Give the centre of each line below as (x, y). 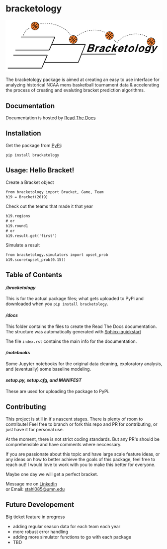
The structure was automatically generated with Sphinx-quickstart (73, 331)
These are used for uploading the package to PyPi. (58, 391)
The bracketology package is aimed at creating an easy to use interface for (83, 79)
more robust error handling (41, 532)
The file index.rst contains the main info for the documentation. (71, 341)
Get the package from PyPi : (34, 145)
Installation (23, 133)
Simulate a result (23, 245)
